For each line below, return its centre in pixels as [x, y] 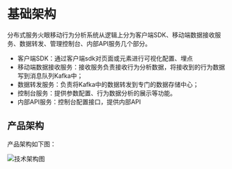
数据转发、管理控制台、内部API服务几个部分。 [85, 43]
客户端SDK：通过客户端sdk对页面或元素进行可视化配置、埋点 [105, 58]
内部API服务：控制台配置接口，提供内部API [79, 102]
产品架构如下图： [32, 144]
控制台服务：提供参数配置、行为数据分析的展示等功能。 [96, 93]
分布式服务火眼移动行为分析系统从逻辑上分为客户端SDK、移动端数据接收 [111, 35]
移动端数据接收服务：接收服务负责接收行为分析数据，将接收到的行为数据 [121, 67]
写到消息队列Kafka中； [50, 75]
